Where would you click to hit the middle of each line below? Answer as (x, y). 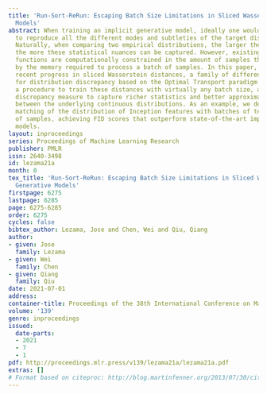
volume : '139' (32, 311)
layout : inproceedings (46, 133)
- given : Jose (32, 245)
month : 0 (23, 171)
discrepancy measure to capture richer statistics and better (120, 97)
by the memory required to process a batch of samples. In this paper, (137, 68)
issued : (21, 326)
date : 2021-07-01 (37, 289)
